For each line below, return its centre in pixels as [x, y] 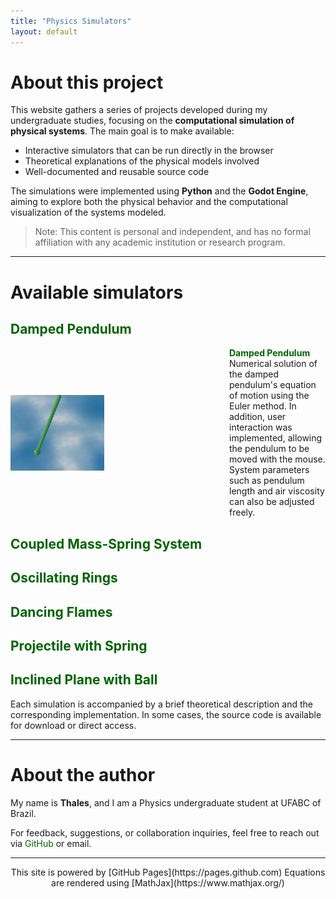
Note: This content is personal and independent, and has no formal [172, 232]
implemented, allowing [276, 438]
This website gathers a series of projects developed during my [139, 110]
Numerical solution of [273, 364]
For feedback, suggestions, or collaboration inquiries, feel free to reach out [165, 832]
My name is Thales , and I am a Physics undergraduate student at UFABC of [166, 802]
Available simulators [97, 292]
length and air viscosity [277, 491]
